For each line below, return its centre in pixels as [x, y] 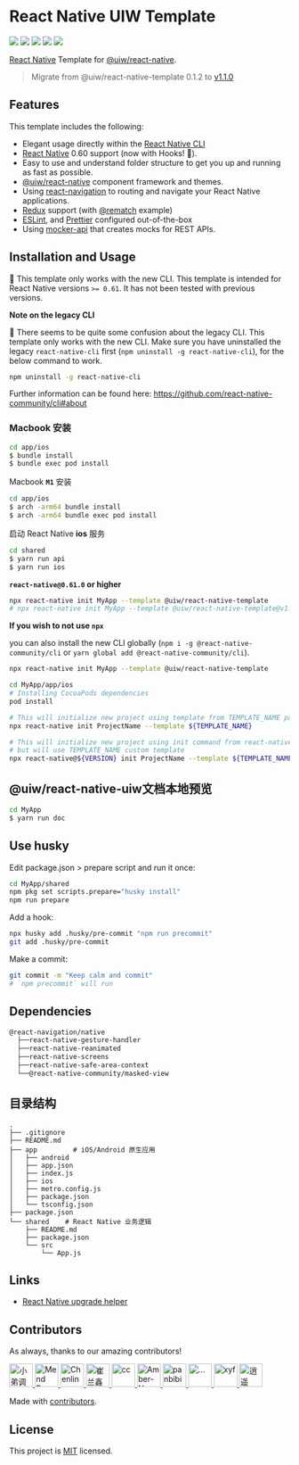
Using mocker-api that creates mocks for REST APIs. [119, 228]
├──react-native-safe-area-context [83, 1065]
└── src [39, 1245]
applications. [45, 200]
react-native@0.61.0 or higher [65, 584]
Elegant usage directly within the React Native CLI [113, 144]
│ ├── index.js [41, 1173]
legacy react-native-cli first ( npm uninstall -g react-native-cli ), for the [147, 351]
